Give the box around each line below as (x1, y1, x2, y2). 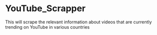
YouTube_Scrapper (5, 3, 86, 14)
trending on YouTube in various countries (5, 24, 90, 30)
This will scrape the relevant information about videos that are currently (5, 19, 152, 25)
